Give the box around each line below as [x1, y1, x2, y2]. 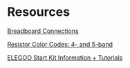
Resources [7, 4, 71, 20]
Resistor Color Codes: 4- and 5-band [7, 40, 113, 48]
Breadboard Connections [7, 27, 79, 35]
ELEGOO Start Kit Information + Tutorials [7, 53, 123, 62]
